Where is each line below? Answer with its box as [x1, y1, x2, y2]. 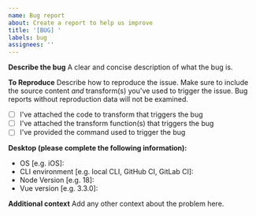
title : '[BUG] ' [8, 26, 61, 34]
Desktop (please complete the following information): [8, 143, 187, 153]
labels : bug [8, 33, 47, 42]
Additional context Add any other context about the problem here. [8, 199, 224, 209]
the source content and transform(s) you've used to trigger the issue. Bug [8, 86, 248, 95]
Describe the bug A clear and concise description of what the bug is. [8, 62, 233, 72]
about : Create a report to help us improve [8, 19, 154, 27]
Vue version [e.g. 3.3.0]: [19, 184, 98, 193]
